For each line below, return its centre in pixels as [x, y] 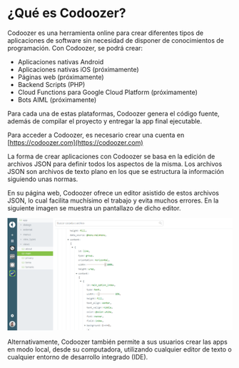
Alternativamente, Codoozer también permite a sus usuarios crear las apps [118, 342]
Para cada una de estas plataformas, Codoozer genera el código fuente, [113, 113]
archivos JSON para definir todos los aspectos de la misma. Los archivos [115, 164]
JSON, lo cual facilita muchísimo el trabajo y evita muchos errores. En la [113, 200]
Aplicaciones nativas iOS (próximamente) [78, 69]
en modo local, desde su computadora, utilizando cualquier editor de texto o [119, 349]
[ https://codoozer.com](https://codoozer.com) [76, 142]
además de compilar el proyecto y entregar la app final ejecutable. [105, 121]
